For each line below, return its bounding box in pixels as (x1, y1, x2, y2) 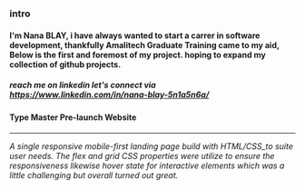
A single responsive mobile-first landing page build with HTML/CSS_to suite (9, 141, 293, 152)
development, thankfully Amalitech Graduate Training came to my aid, (9, 39, 280, 50)
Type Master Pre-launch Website (9, 112, 137, 123)
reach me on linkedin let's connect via (9, 80, 156, 91)
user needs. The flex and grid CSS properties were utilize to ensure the (9, 151, 275, 162)
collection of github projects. (9, 58, 122, 70)
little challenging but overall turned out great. (9, 170, 179, 181)
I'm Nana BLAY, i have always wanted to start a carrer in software (9, 30, 261, 41)
